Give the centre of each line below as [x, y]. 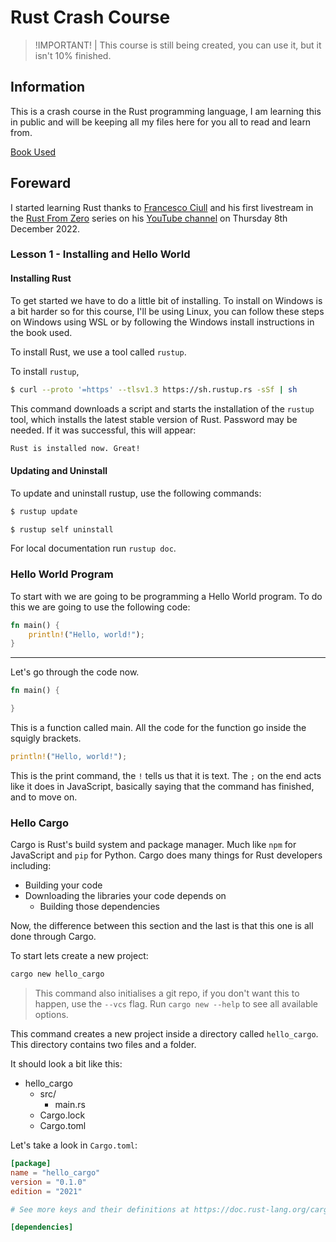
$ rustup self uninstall [62, 529]
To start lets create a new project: [79, 956]
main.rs [70, 1105]
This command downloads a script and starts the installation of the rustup [162, 408]
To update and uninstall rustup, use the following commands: [136, 493]
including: [31, 866]
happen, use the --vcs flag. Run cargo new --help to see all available [176, 1004]
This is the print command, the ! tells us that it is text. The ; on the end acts [166, 775]
